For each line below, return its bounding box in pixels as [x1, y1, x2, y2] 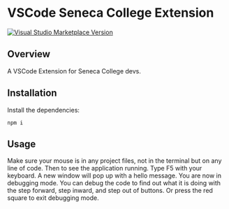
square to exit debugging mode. [7, 194, 99, 202]
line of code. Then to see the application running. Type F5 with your [7, 164, 202, 173]
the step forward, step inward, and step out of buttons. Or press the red [7, 187, 213, 195]
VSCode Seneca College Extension [7, 5, 214, 21]
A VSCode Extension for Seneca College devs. [7, 66, 142, 75]
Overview [7, 48, 51, 60]
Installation [7, 87, 57, 99]
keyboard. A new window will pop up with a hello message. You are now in [7, 171, 222, 180]
